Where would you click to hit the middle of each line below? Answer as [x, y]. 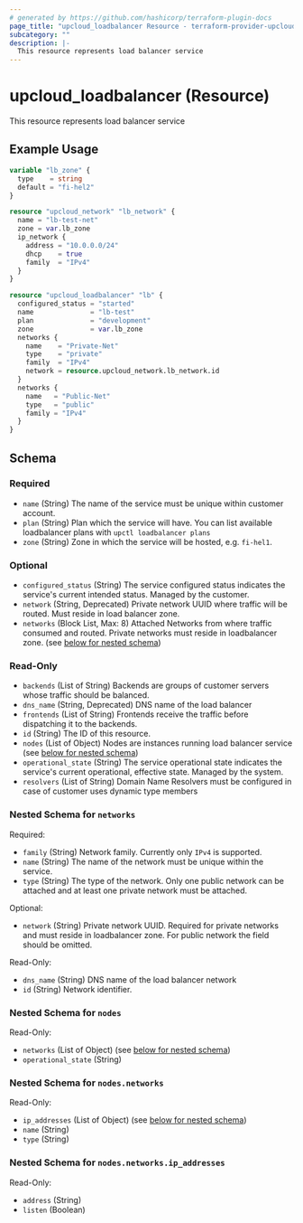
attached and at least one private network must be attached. [135, 890]
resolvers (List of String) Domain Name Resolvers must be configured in [157, 782]
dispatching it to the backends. [80, 724]
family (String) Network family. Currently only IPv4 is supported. [142, 851]
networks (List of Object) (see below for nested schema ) [127, 1050]
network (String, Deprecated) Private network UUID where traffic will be [155, 604]
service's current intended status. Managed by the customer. [136, 595]
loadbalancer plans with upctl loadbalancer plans [116, 532]
